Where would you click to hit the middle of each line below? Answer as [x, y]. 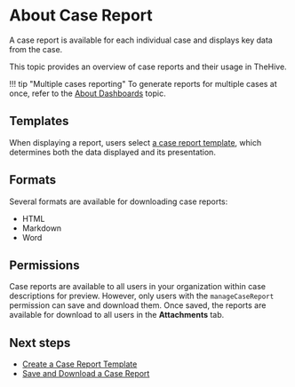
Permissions [44, 265]
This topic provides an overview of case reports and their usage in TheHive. [148, 67]
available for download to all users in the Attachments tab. [117, 315]
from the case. [36, 49]
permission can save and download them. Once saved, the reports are [138, 305]
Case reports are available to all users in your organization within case [138, 287]
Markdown [42, 228]
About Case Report [81, 16]
